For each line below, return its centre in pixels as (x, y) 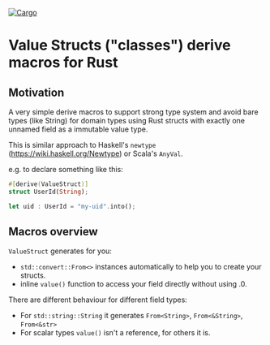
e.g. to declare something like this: (66, 169)
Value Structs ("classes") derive (120, 45)
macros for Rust (63, 63)
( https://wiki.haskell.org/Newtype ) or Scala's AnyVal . (96, 153)
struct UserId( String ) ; (49, 192)
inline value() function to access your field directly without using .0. (133, 284)
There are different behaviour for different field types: (98, 300)
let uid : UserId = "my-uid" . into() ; (72, 206)
